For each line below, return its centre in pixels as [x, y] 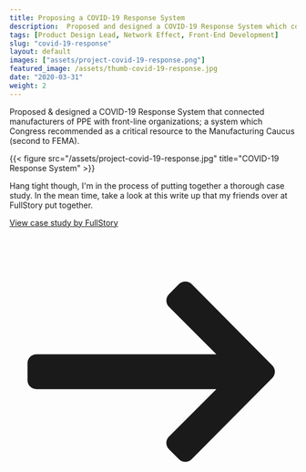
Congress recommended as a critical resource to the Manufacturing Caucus [152, 131]
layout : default [40, 52]
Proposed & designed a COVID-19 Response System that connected [137, 111]
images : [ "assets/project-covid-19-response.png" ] [107, 60]
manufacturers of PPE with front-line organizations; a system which [136, 121]
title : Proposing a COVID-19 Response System [97, 18]
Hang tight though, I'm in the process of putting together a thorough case [147, 185]
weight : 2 [28, 86]
